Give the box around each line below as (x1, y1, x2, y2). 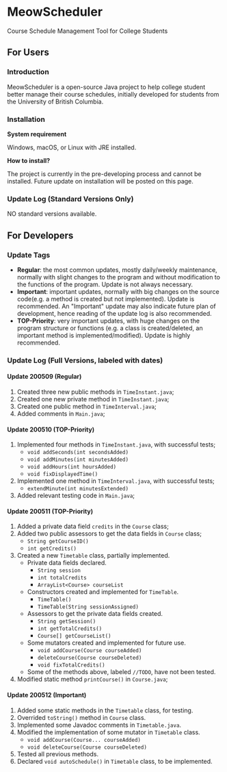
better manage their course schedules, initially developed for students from (7, 90, 219, 98)
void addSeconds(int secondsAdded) (27, 449, 129, 456)
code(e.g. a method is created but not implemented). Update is (16, 295, 195, 303)
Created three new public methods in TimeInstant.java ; (16, 388, 174, 396)
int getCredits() (27, 545, 77, 552)
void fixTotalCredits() (37, 662, 105, 669)
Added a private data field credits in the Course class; (16, 522, 169, 531)
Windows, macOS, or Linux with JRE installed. (7, 143, 137, 151)
